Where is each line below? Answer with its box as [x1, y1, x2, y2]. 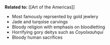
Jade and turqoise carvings [11, 19, 68, 24]
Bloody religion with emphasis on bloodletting [11, 24, 105, 30]
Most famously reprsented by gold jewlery [11, 14, 99, 19]
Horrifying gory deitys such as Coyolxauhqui [11, 29, 104, 35]
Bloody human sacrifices [11, 34, 63, 40]
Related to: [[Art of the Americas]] [4, 4, 75, 10]
